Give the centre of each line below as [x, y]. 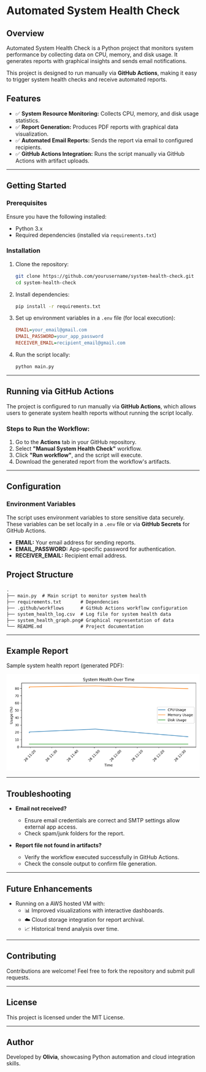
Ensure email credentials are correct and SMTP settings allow [102, 821]
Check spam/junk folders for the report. [74, 833]
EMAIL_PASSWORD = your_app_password [59, 337]
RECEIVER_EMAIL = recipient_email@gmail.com [70, 343]
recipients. [29, 147]
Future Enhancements [50, 889]
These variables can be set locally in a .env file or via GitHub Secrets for [98, 524]
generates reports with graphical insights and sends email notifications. [97, 61]
